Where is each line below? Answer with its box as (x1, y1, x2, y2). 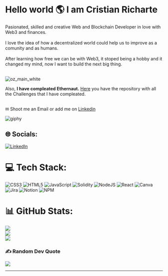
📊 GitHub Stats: (5, 205, 73, 217)
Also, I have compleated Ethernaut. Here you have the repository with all (5, 85, 156, 91)
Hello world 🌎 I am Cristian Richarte (5, 4, 158, 15)
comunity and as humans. (5, 45, 58, 51)
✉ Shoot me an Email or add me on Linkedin (5, 106, 96, 112)
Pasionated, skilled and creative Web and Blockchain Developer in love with (5, 23, 161, 30)
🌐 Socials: (5, 130, 38, 139)
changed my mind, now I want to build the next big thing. (5, 61, 122, 67)
